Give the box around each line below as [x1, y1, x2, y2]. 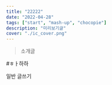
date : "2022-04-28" [6, 14, 54, 20]
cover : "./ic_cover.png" [6, 31, 67, 37]
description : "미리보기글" [6, 25, 67, 31]
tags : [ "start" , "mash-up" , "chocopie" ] [6, 19, 107, 25]
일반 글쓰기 [6, 73, 32, 80]
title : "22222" [6, 8, 44, 15]
